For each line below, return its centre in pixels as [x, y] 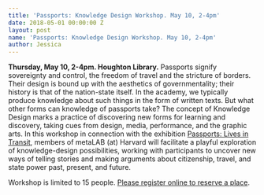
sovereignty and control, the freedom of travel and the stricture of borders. [130, 75]
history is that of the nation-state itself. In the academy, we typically [118, 92]
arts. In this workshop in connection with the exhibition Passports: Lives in [128, 134]
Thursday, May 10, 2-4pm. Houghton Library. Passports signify [113, 67]
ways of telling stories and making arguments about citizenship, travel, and [130, 159]
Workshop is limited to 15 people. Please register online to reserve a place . [129, 182]
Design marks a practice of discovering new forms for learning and [117, 117]
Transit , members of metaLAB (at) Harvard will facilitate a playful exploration [132, 142]
